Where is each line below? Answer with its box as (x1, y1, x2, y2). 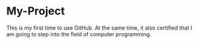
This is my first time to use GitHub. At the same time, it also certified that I (6, 24, 192, 31)
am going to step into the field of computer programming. (6, 30, 151, 37)
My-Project (6, 4, 66, 18)
